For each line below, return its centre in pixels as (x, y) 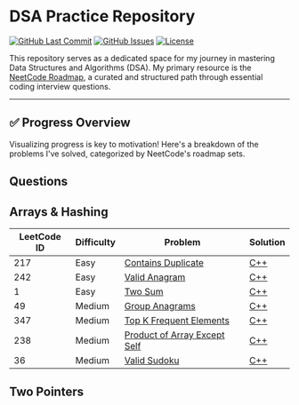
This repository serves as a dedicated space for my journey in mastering (142, 58)
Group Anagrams (160, 306)
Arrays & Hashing (59, 212)
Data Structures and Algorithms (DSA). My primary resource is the (130, 67)
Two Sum (144, 291)
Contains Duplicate (164, 262)
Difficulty (95, 242)
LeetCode (40, 236)
